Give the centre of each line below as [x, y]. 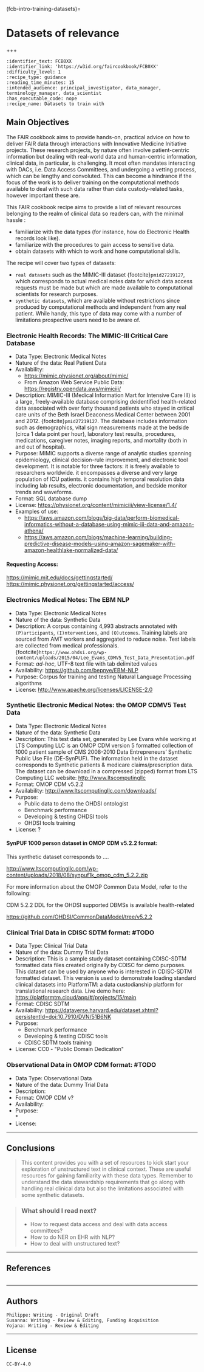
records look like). [38, 238]
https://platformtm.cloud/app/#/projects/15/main [76, 998]
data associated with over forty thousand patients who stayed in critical [104, 408]
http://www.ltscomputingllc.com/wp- [53, 869]
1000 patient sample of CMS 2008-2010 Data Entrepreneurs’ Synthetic [104, 752]
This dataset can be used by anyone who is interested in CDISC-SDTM [104, 971]
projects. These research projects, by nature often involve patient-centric [98, 150]
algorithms [29, 683]
